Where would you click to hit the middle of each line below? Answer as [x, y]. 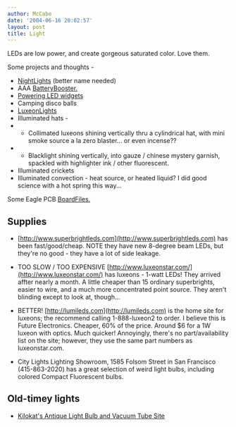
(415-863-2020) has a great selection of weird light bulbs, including [116, 369]
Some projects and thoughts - [51, 67]
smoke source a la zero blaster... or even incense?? [103, 141]
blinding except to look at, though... [69, 297]
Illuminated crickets [46, 171]
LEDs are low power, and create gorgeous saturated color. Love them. [108, 54]
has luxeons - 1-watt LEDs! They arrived [163, 275]
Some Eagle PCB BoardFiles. [49, 199]
